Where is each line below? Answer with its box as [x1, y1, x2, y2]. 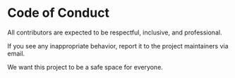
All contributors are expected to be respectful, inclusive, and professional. [7, 28, 222, 37]
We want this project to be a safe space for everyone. [7, 63, 164, 71]
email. [7, 49, 25, 58]
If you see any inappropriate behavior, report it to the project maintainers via [7, 41, 229, 50]
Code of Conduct [7, 5, 109, 21]
